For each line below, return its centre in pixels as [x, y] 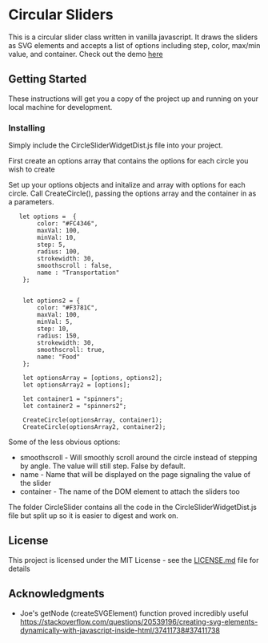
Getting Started [48, 79]
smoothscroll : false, [75, 266]
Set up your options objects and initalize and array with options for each [127, 185]
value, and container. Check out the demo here [86, 54]
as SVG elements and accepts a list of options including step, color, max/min [134, 45]
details [19, 568]
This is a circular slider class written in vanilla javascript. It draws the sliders [133, 37]
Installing [27, 127]
